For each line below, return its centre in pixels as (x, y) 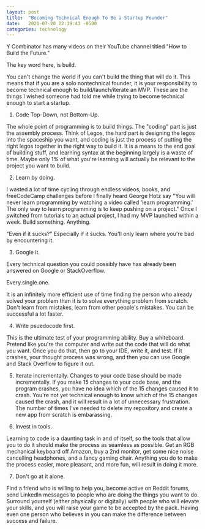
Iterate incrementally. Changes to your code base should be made (99, 376)
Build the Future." (28, 53)
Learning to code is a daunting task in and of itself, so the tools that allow (99, 438)
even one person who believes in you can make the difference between (96, 514)
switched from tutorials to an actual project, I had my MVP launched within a (102, 216)
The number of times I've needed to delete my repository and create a (104, 408)
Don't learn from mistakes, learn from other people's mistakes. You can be (100, 308)
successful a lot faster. (35, 314)
